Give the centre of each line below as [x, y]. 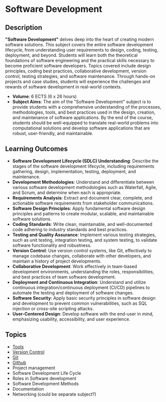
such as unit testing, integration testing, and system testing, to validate [85, 240]
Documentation [28, 389]
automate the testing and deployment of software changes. [73, 293]
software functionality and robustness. [52, 245]
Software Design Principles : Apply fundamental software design [79, 208]
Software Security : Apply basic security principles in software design [84, 298]
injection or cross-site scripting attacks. [53, 308]
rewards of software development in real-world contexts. [63, 87]
